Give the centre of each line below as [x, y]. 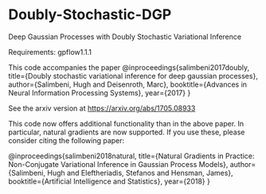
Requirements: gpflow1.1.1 [50, 52]
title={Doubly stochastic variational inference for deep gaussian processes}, [133, 76]
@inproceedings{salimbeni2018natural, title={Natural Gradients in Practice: [131, 156]
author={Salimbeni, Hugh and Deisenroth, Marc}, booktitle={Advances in [128, 84]
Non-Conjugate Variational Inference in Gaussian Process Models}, [118, 164]
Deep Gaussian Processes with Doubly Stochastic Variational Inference [125, 37]
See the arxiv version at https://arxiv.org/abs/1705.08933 [102, 108]
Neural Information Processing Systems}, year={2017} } [100, 92]
